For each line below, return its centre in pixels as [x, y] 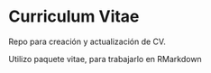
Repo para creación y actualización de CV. [87, 41]
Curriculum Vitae [74, 17]
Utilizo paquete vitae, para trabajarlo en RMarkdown [105, 59]
